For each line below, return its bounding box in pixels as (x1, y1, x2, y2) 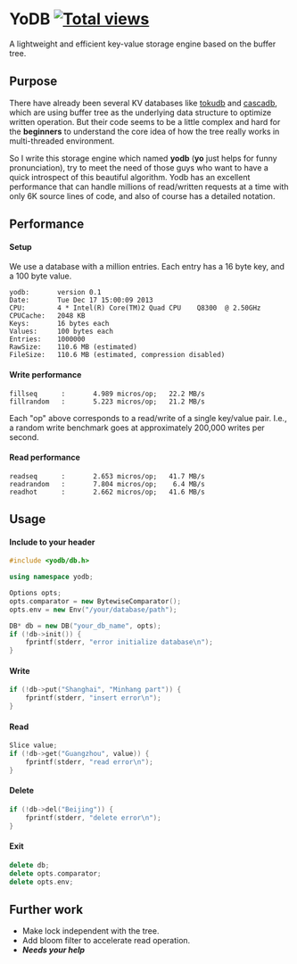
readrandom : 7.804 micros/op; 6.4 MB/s (9, 479, 205, 488)
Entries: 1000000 (9, 335, 87, 344)
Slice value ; (9, 741, 58, 750)
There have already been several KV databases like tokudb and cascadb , (9, 97, 278, 108)
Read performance (9, 452, 80, 463)
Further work (9, 902, 84, 917)
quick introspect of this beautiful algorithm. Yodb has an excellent (9, 171, 251, 182)
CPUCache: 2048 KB (9, 312, 87, 320)
